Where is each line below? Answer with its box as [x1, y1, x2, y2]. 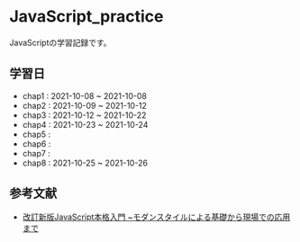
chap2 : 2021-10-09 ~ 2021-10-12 [22, 100, 147, 111]
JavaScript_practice [9, 6, 164, 27]
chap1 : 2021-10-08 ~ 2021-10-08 [22, 90, 147, 101]
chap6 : [22, 138, 51, 149]
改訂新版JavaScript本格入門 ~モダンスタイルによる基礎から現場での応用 [22, 211, 291, 222]
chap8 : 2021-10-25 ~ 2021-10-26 [22, 157, 149, 168]
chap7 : [22, 148, 51, 158]
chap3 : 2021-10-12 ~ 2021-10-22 [22, 110, 147, 121]
